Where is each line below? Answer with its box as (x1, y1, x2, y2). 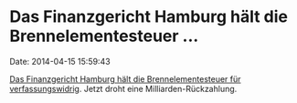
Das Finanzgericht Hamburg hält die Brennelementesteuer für (9, 73, 241, 84)
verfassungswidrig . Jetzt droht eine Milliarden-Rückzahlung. (9, 83, 238, 94)
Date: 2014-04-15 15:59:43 (9, 56, 111, 67)
